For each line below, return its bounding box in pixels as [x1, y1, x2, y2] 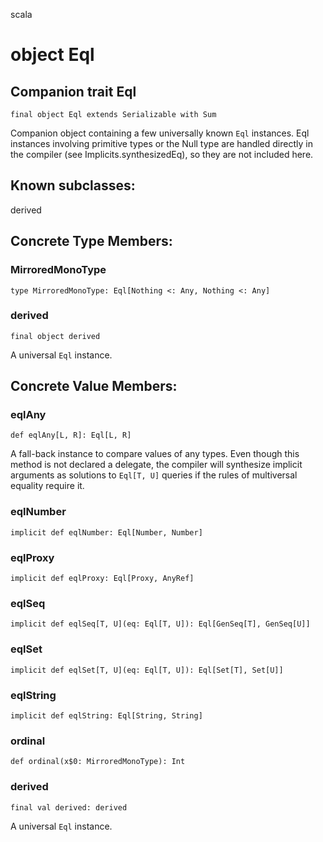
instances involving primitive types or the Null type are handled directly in [10, 138, 313, 149]
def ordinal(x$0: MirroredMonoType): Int [10, 757, 186, 767]
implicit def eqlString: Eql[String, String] [10, 710, 203, 721]
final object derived [10, 331, 101, 341]
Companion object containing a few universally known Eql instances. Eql [10, 127, 310, 139]
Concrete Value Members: [10, 378, 178, 395]
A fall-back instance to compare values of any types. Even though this [10, 448, 300, 460]
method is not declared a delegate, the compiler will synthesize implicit [10, 459, 303, 471]
